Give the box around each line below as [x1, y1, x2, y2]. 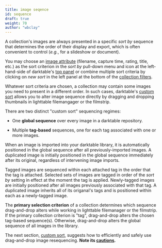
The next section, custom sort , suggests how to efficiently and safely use [5, 232, 152, 238]
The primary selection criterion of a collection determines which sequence [5, 202, 157, 208]
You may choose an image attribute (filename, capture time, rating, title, [5, 58, 148, 64]
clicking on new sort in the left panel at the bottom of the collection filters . [5, 74, 153, 80]
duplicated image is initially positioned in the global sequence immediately [5, 152, 154, 158]
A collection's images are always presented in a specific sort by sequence [5, 38, 154, 44]
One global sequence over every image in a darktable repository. [12, 118, 143, 124]
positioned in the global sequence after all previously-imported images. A [5, 147, 152, 153]
